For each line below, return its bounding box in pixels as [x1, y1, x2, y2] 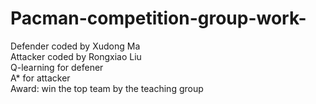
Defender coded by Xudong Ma [10, 40, 141, 52]
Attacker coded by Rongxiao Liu [10, 50, 142, 62]
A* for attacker [10, 72, 71, 84]
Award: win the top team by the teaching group [10, 82, 204, 94]
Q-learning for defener [10, 61, 104, 73]
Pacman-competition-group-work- [10, 7, 307, 30]
